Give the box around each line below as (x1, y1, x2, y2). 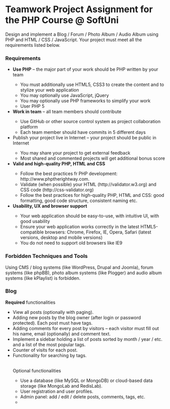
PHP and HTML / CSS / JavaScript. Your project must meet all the (5, 37, 142, 43)
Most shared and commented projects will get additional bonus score (20, 155, 165, 161)
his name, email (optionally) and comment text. (12, 331, 111, 337)
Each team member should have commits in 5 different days (20, 129, 146, 135)
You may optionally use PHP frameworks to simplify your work (20, 98, 151, 104)
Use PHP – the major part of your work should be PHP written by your (12, 66, 158, 72)
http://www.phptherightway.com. (20, 176, 90, 182)
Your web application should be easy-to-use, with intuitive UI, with (20, 213, 159, 219)
